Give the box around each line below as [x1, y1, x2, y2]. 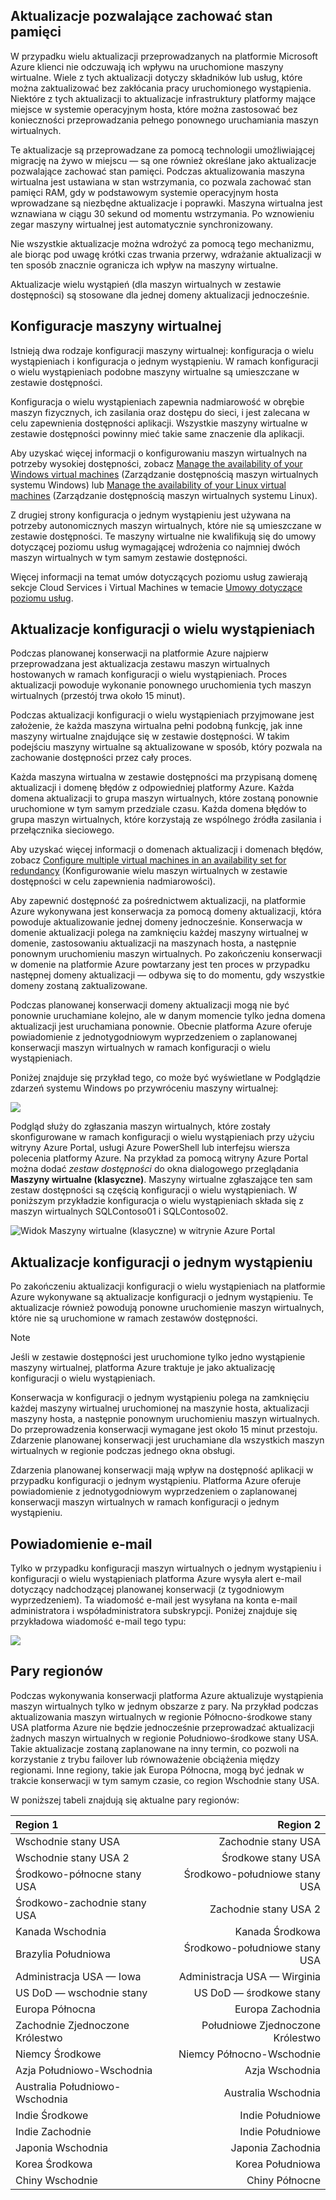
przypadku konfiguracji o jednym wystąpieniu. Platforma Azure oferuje [10, 1475, 302, 1487]
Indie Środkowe [15, 2108, 89, 2122]
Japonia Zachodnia [230, 2140, 321, 2154]
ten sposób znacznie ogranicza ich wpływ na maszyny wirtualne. [10, 259, 279, 271]
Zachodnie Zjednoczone [15, 2018, 130, 2032]
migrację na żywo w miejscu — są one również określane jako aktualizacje [10, 154, 317, 166]
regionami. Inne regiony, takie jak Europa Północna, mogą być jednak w [10, 1764, 305, 1776]
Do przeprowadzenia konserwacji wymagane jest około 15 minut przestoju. [10, 1424, 318, 1436]
